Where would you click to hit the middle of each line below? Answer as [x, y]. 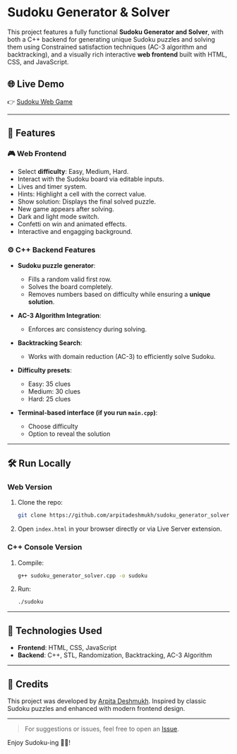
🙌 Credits [28, 684]
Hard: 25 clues [49, 399]
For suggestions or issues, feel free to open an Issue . [102, 729]
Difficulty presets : [44, 370]
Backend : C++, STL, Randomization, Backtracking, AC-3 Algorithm [115, 655]
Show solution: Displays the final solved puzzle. [87, 201]
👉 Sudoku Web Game [40, 101]
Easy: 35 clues [49, 384]
